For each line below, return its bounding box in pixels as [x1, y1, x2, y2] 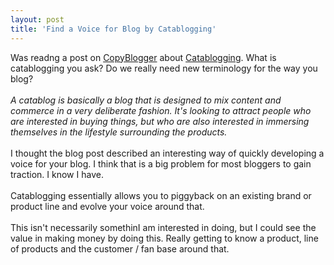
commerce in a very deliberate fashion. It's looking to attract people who [10, 104, 312, 116]
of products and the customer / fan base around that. [10, 242, 230, 255]
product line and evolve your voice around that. [10, 200, 205, 212]
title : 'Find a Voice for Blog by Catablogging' [10, 24, 217, 34]
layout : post [10, 14, 65, 25]
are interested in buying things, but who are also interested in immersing [10, 115, 310, 127]
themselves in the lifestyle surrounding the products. [10, 126, 228, 138]
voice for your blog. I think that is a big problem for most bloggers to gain [10, 157, 312, 170]
